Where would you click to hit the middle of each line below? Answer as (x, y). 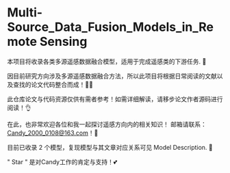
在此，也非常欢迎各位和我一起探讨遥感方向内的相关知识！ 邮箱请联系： (107, 124)
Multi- (25, 13)
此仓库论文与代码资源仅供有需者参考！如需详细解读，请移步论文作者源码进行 (115, 99)
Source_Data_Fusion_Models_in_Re (111, 27)
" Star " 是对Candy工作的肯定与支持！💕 (62, 161)
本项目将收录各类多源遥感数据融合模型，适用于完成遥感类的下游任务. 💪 (107, 61)
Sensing (64, 42)
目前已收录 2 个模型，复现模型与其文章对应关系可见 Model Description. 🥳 (110, 147)
